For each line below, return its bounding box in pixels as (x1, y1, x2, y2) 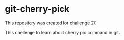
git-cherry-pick (5, 3, 70, 15)
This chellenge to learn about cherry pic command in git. (5, 29, 120, 35)
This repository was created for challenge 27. (5, 20, 97, 26)
